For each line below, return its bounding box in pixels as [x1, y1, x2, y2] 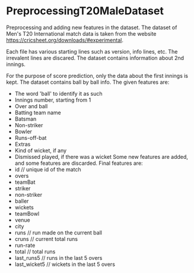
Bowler [14, 128, 33, 135]
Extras [14, 140, 31, 148]
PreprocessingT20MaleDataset [6, 4, 164, 18]
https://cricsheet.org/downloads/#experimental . [6, 36, 123, 43]
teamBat [14, 178, 36, 186]
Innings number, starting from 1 [14, 96, 91, 103]
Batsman [14, 115, 37, 123]
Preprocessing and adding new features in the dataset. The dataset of [6, 24, 177, 31]
